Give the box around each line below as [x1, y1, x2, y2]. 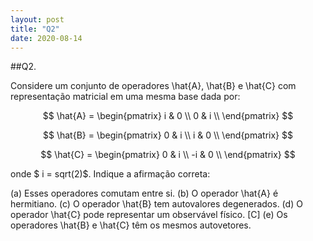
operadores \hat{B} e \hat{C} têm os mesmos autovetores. [10, 219, 252, 231]
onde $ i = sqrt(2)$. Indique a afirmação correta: [10, 168, 211, 180]
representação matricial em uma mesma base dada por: [10, 91, 241, 103]
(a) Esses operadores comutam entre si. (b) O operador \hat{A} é [10, 187, 279, 200]
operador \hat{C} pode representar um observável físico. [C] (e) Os [10, 209, 288, 221]
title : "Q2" [10, 24, 60, 34]
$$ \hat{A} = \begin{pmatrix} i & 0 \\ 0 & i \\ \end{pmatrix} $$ [42, 110, 294, 122]
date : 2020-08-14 [10, 33, 83, 43]
